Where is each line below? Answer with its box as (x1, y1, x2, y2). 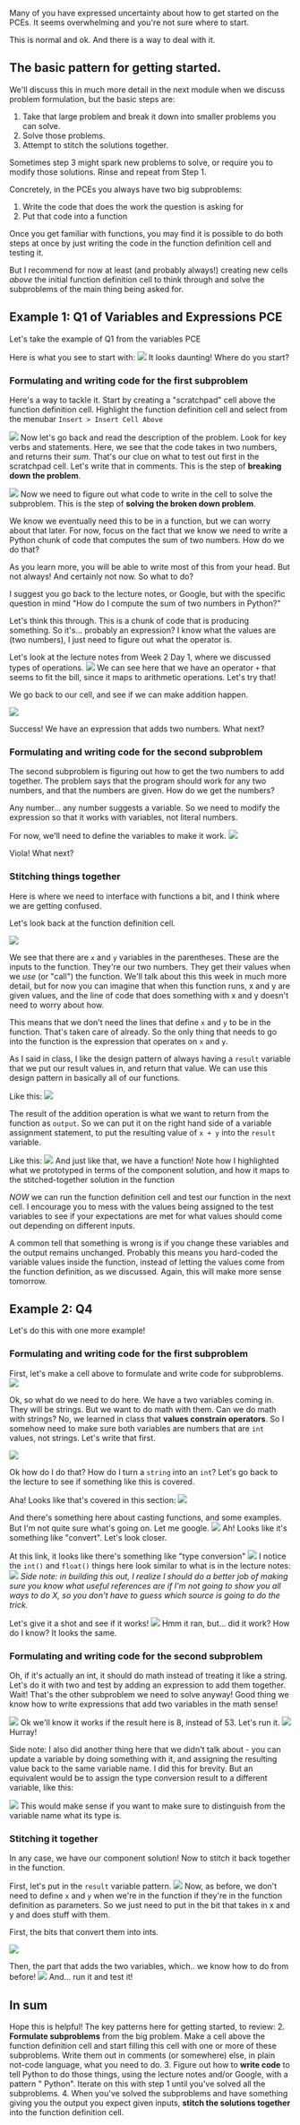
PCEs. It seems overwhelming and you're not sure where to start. (9, 17, 249, 28)
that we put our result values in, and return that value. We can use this (9, 1062, 269, 1074)
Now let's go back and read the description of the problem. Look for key (20, 432, 287, 443)
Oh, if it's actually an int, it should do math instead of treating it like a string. (9, 1670, 288, 1680)
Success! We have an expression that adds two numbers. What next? (9, 723, 265, 734)
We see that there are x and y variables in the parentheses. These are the (9, 952, 279, 963)
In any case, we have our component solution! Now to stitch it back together (9, 1853, 291, 1863)
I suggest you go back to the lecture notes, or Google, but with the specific (9, 588, 286, 599)
